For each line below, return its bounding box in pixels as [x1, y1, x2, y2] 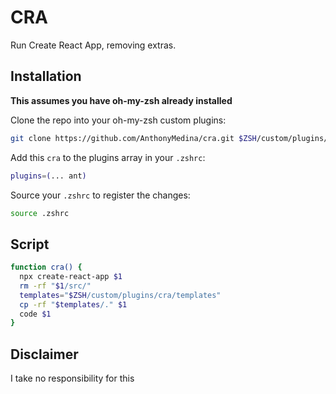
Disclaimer [10, 346, 79, 363]
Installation [10, 68, 82, 85]
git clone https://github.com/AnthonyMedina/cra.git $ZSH [10, 133, 257, 143]
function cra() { [10, 262, 83, 273]
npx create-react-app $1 [19, 272, 123, 282]
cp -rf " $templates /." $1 [19, 299, 128, 310]
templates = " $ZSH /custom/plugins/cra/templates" [19, 290, 222, 300]
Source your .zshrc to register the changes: [10, 189, 191, 201]
